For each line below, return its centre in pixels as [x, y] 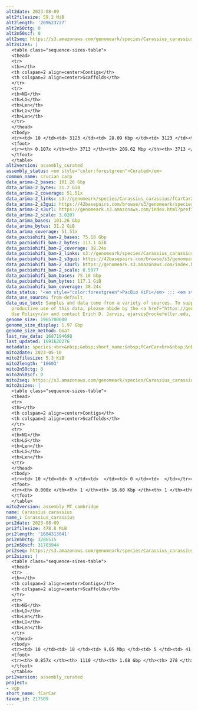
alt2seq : [17, 39]
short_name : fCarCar [32, 694]
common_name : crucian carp [39, 177]
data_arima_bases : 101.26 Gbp [43, 221]
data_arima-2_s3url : [32, 210]
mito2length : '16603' [33, 363]
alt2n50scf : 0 [24, 34]
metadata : [18, 347]
